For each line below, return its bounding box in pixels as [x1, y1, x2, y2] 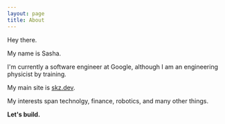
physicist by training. [7, 70, 67, 78]
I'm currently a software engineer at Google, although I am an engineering [7, 62, 218, 71]
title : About [7, 17, 45, 24]
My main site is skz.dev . [7, 83, 75, 91]
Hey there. [7, 35, 37, 44]
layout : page [7, 10, 45, 17]
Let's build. [7, 110, 40, 118]
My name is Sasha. [7, 49, 62, 57]
